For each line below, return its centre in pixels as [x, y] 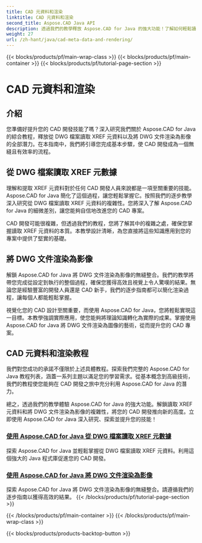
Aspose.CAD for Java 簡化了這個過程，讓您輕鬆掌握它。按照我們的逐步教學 [99, 195]
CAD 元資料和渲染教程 [47, 353]
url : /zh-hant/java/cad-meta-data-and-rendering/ [70, 40]
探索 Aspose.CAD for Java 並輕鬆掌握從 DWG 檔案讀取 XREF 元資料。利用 [98, 450]
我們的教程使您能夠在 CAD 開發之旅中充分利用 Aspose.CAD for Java [90, 384]
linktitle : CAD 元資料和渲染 [40, 17]
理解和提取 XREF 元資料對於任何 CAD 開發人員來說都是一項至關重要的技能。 [100, 188]
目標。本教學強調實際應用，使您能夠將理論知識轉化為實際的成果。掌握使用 [103, 318]
